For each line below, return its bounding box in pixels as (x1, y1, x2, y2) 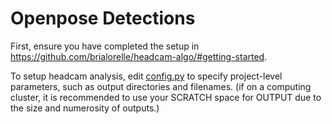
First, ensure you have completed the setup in (10, 40, 200, 52)
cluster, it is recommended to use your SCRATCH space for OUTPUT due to (10, 91, 322, 103)
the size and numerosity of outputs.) (10, 102, 160, 114)
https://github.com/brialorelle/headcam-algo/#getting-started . (10, 50, 268, 62)
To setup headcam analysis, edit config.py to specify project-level (10, 70, 283, 82)
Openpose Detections (10, 7, 196, 30)
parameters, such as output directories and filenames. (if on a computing (10, 80, 312, 92)
